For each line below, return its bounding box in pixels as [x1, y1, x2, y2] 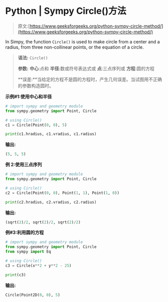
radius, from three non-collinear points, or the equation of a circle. [5, 44, 144, 50]
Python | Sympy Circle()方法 [5, 5, 126, 17]
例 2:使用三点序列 [5, 162, 42, 168]
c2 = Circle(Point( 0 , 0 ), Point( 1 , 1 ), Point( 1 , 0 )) [5, 190, 120, 195]
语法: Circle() [17, 55, 48, 61]
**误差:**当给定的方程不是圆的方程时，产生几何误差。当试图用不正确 [17, 76, 162, 82]
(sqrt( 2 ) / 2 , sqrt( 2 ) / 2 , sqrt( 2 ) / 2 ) [5, 219, 81, 225]
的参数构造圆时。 [17, 83, 54, 89]
